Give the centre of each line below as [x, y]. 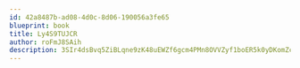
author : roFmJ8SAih [46, 42]
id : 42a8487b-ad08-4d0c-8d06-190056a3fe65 [89, 17]
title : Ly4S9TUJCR [43, 34]
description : [33, 50]
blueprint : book [39, 26]
